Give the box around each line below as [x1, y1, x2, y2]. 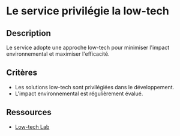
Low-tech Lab [14, 123, 50, 130]
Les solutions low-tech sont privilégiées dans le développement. [14, 83, 175, 90]
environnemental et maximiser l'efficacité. [6, 50, 110, 58]
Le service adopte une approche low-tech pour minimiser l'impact [6, 44, 170, 51]
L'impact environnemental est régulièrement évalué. [14, 90, 143, 97]
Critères [6, 68, 38, 78]
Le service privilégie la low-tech [6, 4, 169, 18]
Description [6, 28, 51, 38]
